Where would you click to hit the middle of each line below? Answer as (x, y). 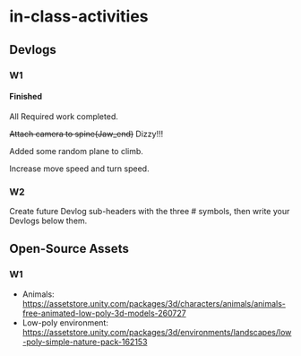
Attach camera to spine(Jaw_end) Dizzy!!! (86, 134)
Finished (26, 97)
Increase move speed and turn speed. (79, 169)
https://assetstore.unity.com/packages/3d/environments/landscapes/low (157, 332)
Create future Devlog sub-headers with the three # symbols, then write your (150, 211)
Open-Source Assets (69, 249)
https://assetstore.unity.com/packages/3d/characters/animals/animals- (154, 303)
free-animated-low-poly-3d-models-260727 (104, 313)
